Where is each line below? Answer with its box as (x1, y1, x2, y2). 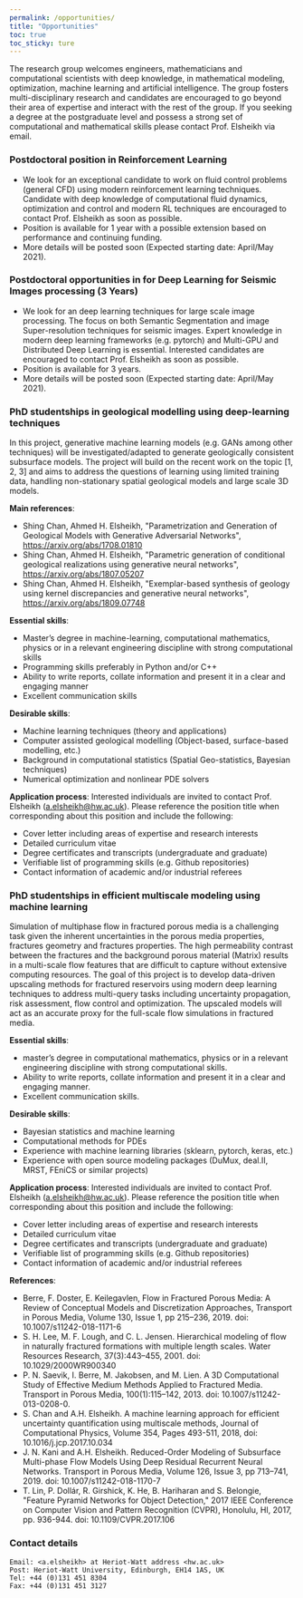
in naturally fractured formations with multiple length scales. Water (22, 1341, 271, 1351)
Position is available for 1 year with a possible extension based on (22, 222, 267, 233)
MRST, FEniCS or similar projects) (22, 1165, 149, 1176)
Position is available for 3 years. (22, 363, 142, 374)
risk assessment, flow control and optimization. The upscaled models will (9, 998, 282, 1009)
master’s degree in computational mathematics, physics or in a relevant (22, 1052, 289, 1063)
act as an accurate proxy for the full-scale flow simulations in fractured (9, 1008, 274, 1019)
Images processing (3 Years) (9, 285, 138, 297)
